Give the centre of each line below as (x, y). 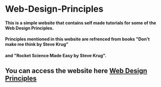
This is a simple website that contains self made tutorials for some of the (80, 22)
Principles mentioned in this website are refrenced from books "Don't (77, 39)
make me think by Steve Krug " (37, 44)
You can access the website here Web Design (76, 71)
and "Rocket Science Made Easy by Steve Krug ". (56, 55)
